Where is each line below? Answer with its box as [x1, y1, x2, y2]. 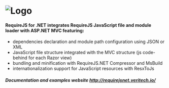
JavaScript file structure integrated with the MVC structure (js [12, 50, 142, 56]
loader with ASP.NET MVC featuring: [5, 27, 85, 33]
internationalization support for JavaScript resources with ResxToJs [12, 66, 155, 72]
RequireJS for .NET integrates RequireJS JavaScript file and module [5, 22, 151, 28]
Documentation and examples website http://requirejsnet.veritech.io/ [5, 77, 156, 83]
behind [12, 55, 28, 61]
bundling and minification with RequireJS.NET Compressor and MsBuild [12, 60, 163, 66]
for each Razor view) [28, 55, 72, 61]
